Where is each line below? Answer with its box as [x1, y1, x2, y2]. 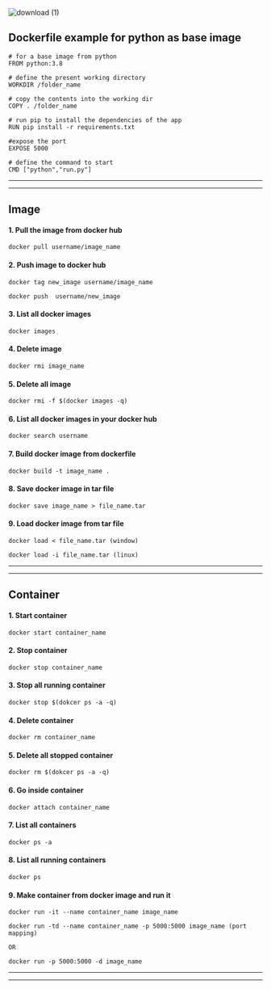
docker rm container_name [8, 734, 95, 742]
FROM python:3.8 [8, 59, 63, 68]
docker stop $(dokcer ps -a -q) [8, 699, 117, 707]
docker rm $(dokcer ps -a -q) [8, 768, 110, 776]
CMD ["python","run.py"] [8, 166, 92, 174]
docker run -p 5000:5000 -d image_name [8, 957, 143, 966]
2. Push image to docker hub [8, 260, 106, 270]
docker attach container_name [8, 803, 110, 811]
